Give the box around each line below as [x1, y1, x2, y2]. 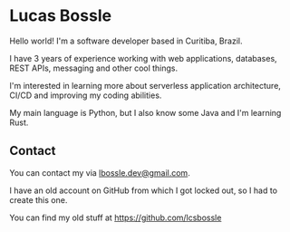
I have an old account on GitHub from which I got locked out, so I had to [9, 185, 278, 196]
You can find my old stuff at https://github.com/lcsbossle [9, 212, 222, 223]
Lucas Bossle [9, 5, 111, 26]
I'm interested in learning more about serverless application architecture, [9, 80, 281, 91]
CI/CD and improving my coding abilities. [9, 90, 162, 101]
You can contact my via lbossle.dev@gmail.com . [9, 167, 190, 178]
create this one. [9, 194, 68, 205]
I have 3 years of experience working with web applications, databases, [9, 53, 278, 63]
